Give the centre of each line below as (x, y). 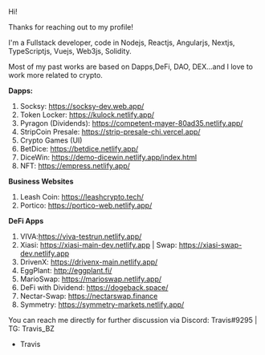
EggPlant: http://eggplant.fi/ (66, 270)
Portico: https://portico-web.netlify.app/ (86, 205)
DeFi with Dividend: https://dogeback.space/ (94, 287)
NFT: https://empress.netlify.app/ (75, 166)
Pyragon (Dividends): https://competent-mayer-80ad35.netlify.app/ (131, 123)
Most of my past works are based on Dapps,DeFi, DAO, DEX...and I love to (130, 67)
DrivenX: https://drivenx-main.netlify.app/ (89, 262)
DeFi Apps (26, 221)
